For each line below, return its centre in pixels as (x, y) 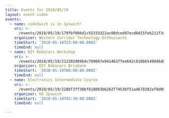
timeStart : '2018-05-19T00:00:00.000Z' (56, 71)
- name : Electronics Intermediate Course (54, 80)
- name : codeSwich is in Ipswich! (46, 24)
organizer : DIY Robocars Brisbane (50, 66)
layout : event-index (27, 15)
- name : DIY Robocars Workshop (43, 52)
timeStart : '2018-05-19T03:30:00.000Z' (56, 98)
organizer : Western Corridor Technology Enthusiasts (71, 38)
